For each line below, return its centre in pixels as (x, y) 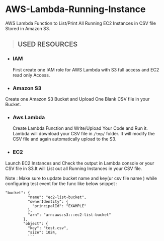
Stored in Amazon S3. (28, 28)
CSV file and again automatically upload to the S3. (64, 139)
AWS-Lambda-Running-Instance (75, 9)
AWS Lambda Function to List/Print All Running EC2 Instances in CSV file (80, 23)
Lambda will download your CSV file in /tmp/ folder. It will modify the (84, 134)
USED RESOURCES (48, 45)
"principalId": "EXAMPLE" (59, 206)
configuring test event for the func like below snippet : (61, 183)
